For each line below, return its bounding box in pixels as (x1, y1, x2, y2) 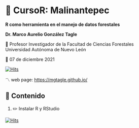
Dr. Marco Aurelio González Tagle (5, 31, 78, 37)
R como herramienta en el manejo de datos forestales (5, 21, 120, 27)
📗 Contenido (5, 91, 46, 101)
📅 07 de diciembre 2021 (5, 56, 55, 62)
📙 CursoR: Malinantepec (5, 5, 110, 16)
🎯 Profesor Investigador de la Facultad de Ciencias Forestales (5, 41, 134, 47)
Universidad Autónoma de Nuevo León (5, 46, 86, 52)
